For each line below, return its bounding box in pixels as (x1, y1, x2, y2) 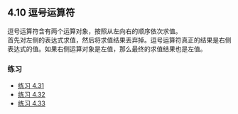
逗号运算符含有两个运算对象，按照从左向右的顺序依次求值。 (7, 27, 182, 35)
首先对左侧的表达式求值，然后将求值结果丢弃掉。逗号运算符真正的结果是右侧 (7, 35, 232, 44)
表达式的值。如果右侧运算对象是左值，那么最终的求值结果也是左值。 (7, 45, 207, 53)
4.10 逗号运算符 (7, 6, 75, 19)
